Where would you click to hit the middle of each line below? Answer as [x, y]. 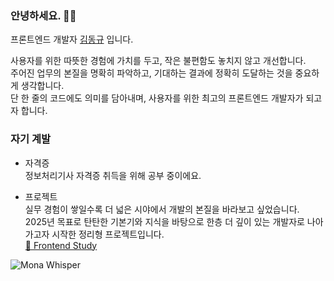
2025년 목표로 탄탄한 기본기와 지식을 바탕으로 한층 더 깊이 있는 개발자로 [164, 221]
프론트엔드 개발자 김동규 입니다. [72, 39]
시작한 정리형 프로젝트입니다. [108, 234]
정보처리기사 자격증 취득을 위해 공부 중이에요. [113, 175]
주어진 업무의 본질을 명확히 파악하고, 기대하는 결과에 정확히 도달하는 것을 [151, 73]
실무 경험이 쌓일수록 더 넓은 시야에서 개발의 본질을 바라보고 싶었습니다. [162, 209]
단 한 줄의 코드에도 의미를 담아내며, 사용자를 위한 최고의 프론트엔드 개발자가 [157, 98]
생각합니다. [42, 86]
